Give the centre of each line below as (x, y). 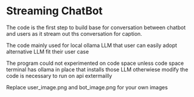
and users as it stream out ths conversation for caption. (74, 33)
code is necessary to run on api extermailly (59, 76)
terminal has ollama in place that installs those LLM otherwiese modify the (97, 69)
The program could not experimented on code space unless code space (95, 63)
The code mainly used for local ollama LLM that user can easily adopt (92, 45)
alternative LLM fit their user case (48, 51)
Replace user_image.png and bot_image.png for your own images (87, 87)
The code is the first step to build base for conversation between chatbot (96, 27)
